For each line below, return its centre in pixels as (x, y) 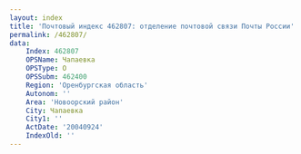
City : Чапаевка (55, 111)
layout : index (36, 18)
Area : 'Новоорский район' (75, 102)
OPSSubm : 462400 (57, 77)
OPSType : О (46, 69)
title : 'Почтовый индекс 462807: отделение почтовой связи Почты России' (152, 26)
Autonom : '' (48, 93)
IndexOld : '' (50, 136)
